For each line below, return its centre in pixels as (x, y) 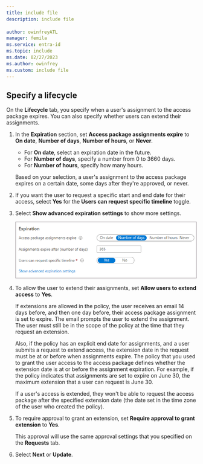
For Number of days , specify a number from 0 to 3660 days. (100, 159)
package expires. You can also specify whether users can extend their (94, 116)
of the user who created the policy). (60, 407)
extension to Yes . (37, 425)
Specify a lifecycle (42, 95)
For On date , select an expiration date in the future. (88, 153)
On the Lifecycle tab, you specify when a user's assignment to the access (99, 110)
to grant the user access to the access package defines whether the (100, 363)
